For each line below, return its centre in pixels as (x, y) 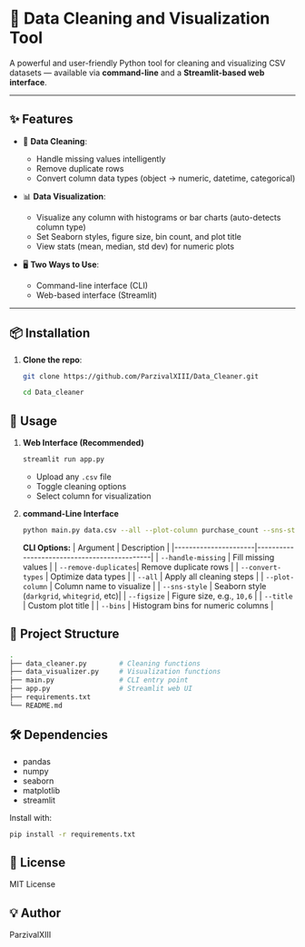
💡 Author (35, 913)
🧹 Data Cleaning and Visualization (140, 19)
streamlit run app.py (63, 459)
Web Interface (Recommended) (83, 443)
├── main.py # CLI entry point (99, 680)
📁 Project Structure (64, 634)
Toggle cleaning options (81, 486)
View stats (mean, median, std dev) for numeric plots (135, 246)
